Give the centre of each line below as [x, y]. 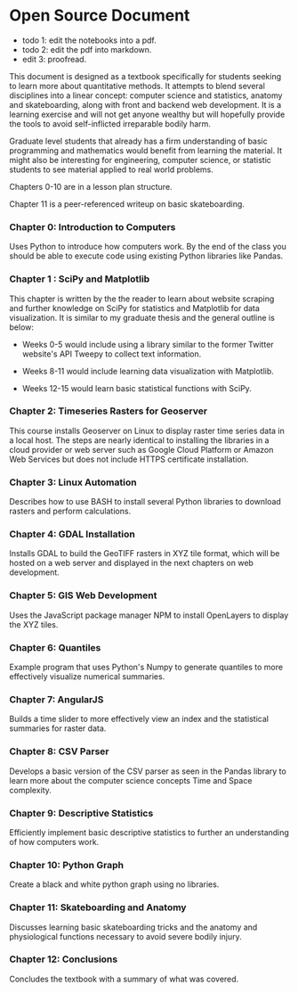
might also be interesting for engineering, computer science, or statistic [140, 160]
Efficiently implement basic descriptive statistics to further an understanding [149, 832]
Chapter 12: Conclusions [64, 959]
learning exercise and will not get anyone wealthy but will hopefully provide [147, 114]
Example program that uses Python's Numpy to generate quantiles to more [146, 667]
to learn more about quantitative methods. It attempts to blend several [137, 86]
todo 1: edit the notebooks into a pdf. [89, 40]
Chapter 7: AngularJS [56, 699]
